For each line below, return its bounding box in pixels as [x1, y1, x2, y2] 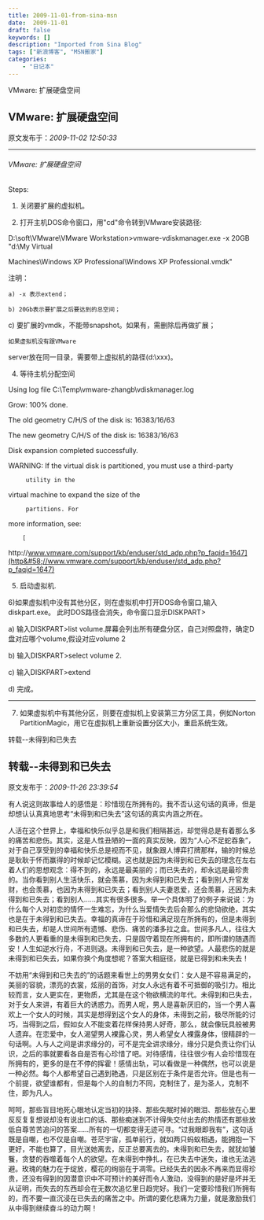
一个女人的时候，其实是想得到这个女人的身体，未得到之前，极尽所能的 [21, 1009, 249, 1019]
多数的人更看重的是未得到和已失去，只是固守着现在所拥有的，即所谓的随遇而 [8, 934, 256, 943]
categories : [8, 56, 47, 64]
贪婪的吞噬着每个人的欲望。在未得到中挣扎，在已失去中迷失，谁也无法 [21, 1154, 249, 1163]
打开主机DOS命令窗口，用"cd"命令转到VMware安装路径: [19, 217, 203, 227]
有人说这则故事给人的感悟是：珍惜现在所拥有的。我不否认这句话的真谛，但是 [8, 799, 256, 809]
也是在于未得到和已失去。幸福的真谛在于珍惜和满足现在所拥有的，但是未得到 [8, 914, 256, 923]
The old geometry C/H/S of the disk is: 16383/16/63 [8, 415, 175, 425]
